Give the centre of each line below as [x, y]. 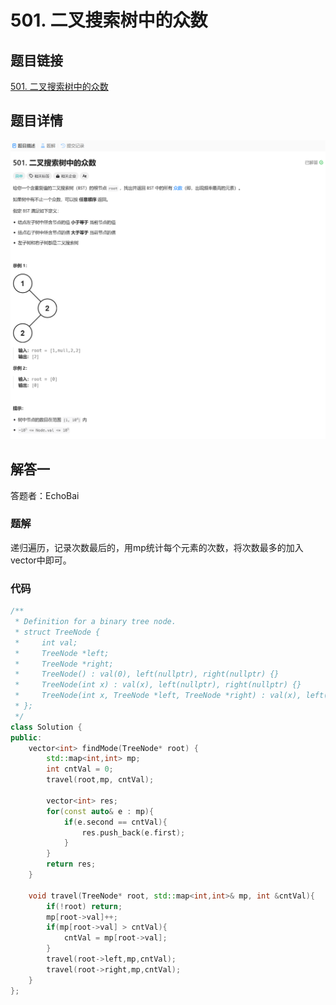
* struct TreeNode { [57, 632]
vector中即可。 [41, 560]
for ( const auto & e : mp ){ [100, 811]
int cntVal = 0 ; [80, 769]
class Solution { [46, 727]
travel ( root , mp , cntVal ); [100, 780]
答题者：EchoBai [45, 495]
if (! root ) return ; [84, 906]
